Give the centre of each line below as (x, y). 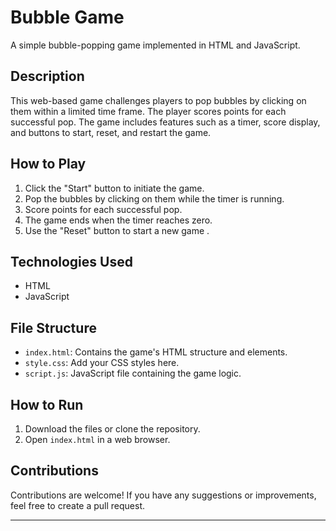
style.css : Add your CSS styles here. (102, 363)
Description (47, 76)
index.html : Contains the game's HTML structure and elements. (156, 352)
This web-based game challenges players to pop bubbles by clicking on (158, 100)
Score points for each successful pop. (103, 209)
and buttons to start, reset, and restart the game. (111, 132)
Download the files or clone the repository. (112, 429)
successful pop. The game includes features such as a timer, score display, (165, 122)
